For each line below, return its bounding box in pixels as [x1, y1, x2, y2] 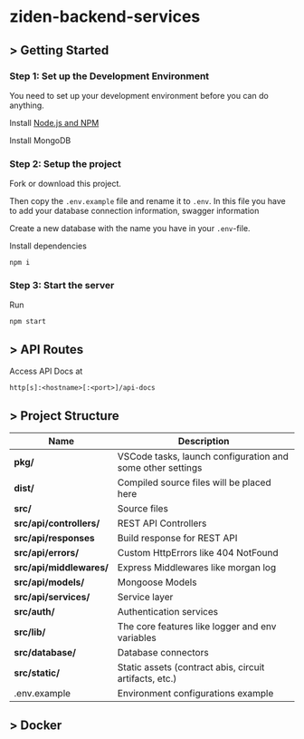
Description [177, 435, 230, 448]
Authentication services [117, 606, 219, 618]
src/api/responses [14, 532, 95, 545]
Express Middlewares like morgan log [117, 561, 277, 574]
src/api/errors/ [14, 547, 80, 559]
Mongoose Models [117, 576, 197, 588]
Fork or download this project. [9, 179, 122, 190]
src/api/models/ [14, 576, 85, 588]
